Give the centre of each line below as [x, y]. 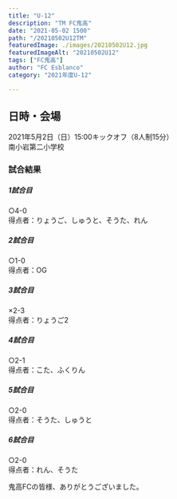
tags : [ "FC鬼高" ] [36, 61]
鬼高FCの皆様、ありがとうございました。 [76, 487]
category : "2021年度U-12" [50, 75]
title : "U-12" [32, 16]
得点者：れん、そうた [43, 470]
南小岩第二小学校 [36, 147]
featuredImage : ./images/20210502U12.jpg [78, 46]
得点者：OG [28, 270]
